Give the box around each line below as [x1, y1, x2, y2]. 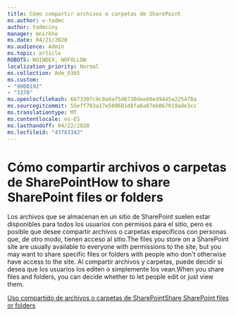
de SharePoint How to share [7, 174, 170, 190]
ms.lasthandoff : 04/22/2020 [7, 122, 90, 129]
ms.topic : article [7, 50, 61, 57]
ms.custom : [7, 76, 39, 83]
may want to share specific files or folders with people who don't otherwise [7, 250, 227, 259]
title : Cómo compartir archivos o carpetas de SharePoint [7, 10, 181, 18]
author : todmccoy [7, 23, 58, 30]
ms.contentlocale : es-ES [7, 115, 80, 122]
